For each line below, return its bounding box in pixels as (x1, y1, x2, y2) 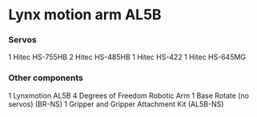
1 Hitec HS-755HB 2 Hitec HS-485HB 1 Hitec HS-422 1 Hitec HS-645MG (8, 52, 247, 62)
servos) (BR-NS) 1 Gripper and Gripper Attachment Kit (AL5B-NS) (8, 99, 224, 109)
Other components (8, 72, 84, 83)
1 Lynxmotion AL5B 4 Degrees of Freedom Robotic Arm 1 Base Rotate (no (8, 91, 250, 100)
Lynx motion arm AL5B (8, 6, 162, 24)
